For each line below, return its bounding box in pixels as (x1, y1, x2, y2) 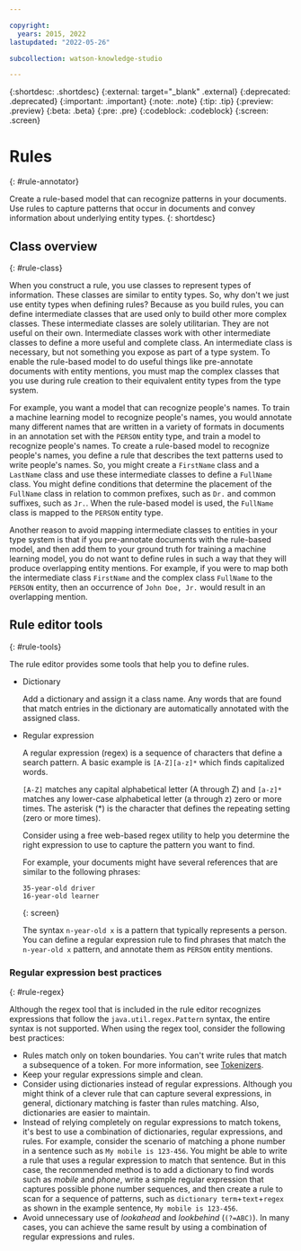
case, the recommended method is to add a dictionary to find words (22, 1165, 274, 1176)
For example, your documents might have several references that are (22, 857, 279, 868)
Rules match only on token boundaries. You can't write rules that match (22, 1050, 288, 1061)
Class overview (9, 239, 98, 254)
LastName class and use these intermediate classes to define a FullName (9, 469, 272, 480)
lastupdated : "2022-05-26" (9, 38, 111, 47)
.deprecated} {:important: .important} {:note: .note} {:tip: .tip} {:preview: (9, 96, 274, 107)
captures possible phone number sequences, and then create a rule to (22, 1184, 283, 1194)
